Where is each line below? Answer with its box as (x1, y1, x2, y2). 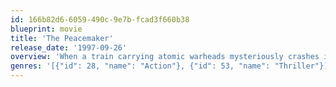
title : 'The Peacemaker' (10, 33, 114, 43)
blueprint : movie (10, 24, 83, 34)
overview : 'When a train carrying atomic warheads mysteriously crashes (10, 52, 320, 62)
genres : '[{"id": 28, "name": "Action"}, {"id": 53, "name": (10, 61, 271, 71)
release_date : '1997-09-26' (10, 42, 128, 53)
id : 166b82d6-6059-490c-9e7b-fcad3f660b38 (10, 14, 190, 25)
